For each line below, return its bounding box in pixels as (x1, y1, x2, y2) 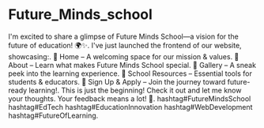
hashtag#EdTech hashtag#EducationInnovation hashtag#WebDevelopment (8, 102, 253, 111)
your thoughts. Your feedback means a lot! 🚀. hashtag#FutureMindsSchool (8, 93, 251, 104)
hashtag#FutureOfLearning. (8, 111, 99, 120)
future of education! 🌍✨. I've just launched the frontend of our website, (8, 40, 243, 50)
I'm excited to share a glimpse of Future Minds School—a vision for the (8, 32, 239, 41)
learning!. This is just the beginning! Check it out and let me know (28, 85, 242, 95)
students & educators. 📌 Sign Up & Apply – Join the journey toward (8, 77, 226, 86)
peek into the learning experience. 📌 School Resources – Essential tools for (8, 69, 253, 78)
